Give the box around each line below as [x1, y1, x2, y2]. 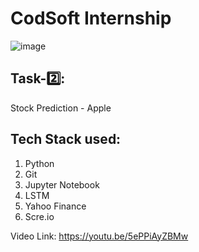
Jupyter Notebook [24, 178, 100, 191]
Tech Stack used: [10, 131, 122, 148]
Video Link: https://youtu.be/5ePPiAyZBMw [10, 230, 189, 242]
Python [24, 157, 55, 169]
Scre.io [24, 210, 55, 222]
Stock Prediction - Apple [10, 102, 112, 114]
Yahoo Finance [24, 200, 87, 212]
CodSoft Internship [10, 7, 172, 30]
